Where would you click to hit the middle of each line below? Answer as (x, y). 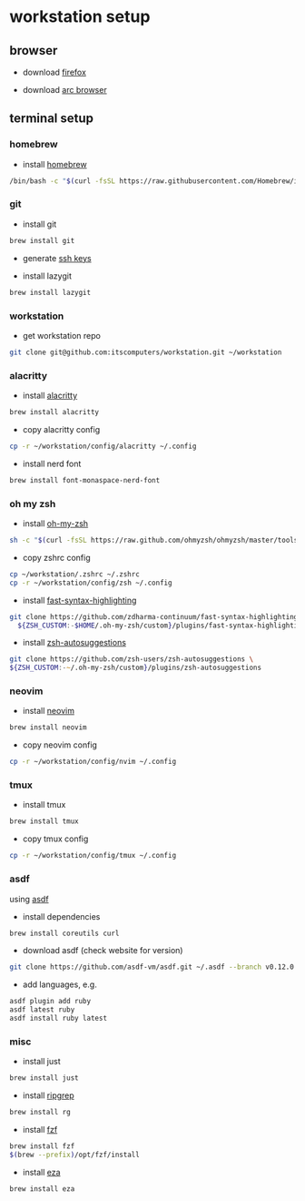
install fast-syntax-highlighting (79, 600)
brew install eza (42, 1189)
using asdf (29, 899)
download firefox (54, 72)
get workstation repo (62, 335)
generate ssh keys (57, 258)
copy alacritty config (61, 429)
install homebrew (55, 164)
